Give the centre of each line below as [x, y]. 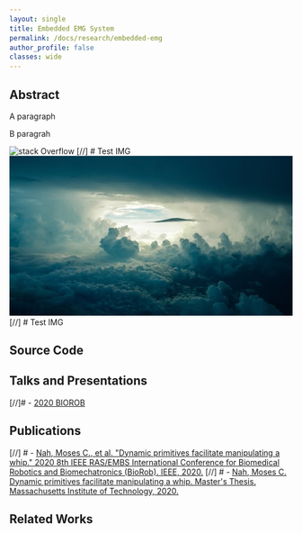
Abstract [35, 95]
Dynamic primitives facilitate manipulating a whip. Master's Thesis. [133, 481]
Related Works [51, 519]
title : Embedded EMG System [62, 28]
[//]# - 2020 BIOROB [47, 402]
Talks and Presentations [79, 381]
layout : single [38, 19]
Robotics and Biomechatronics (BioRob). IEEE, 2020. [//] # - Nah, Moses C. [148, 472]
